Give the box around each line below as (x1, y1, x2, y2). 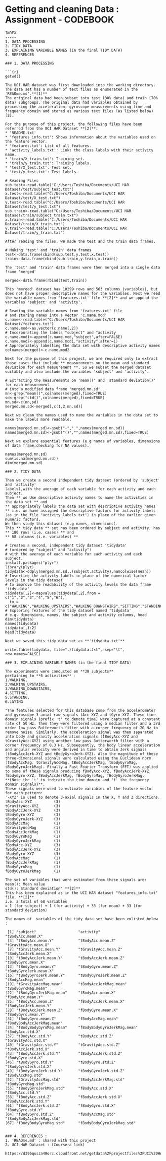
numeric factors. (5, 517, 41, 522)
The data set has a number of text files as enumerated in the (5, 87, 138, 92)
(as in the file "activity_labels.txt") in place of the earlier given (5, 512, 156, 517)
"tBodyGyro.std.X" (5, 1055, 43, 1060)
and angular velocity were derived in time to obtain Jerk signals (5, 747, 147, 752)
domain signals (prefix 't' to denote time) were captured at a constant (5, 716, 161, 722)
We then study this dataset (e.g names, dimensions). (5, 521, 119, 526)
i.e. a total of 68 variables (5, 899, 68, 904)
